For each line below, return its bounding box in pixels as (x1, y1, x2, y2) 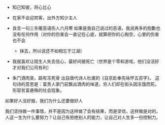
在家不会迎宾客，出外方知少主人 (12, 15, 77, 21)
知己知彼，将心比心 (12, 4, 52, 10)
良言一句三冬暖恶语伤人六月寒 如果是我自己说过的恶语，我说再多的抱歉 (12, 25, 156, 31)
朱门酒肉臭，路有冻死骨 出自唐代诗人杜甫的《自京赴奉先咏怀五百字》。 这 (12, 75, 160, 81)
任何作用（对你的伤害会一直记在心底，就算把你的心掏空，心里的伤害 (21, 31, 159, 37)
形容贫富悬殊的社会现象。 (12, 88, 65, 93)
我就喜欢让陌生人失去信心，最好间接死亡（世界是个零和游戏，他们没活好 (12, 59, 159, 64)
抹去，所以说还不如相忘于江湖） (19, 48, 85, 54)
